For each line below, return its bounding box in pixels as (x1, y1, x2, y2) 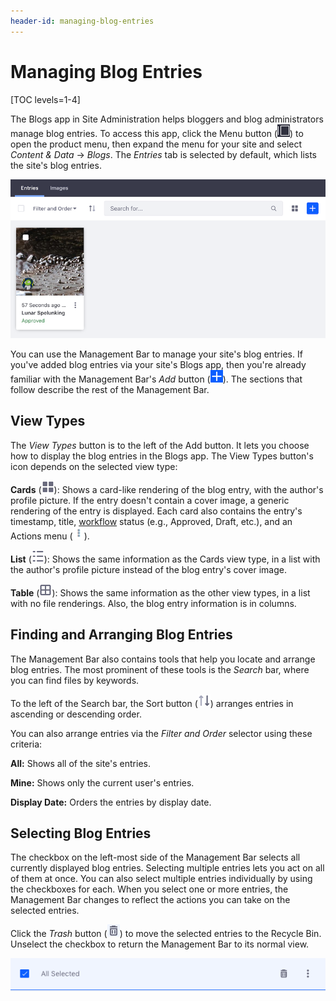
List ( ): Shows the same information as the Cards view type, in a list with (10, 553, 321, 565)
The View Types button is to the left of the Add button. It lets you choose (10, 439, 310, 451)
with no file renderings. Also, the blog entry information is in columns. (10, 597, 297, 609)
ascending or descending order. (10, 708, 142, 720)
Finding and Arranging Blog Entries (10, 626, 233, 644)
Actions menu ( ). (10, 530, 90, 542)
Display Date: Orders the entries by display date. (10, 796, 212, 808)
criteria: (10, 738, 43, 750)
